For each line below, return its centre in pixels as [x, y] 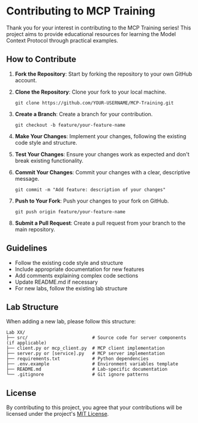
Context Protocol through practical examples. [62, 40]
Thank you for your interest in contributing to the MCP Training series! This [99, 28]
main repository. [35, 229]
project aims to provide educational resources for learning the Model [91, 34]
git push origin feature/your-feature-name [70, 211]
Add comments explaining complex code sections [76, 275]
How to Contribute [41, 59]
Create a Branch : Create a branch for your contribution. [84, 114]
